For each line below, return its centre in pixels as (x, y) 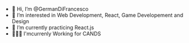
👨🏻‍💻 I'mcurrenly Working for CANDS (56, 34)
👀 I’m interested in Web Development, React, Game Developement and (97, 15)
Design (20, 21)
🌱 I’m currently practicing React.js (53, 27)
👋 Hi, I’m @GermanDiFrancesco (50, 9)
